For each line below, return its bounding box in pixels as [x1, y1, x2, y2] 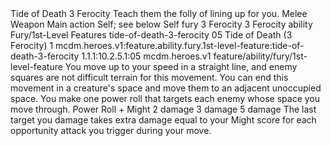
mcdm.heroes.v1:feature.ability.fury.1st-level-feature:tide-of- [55, 40, 305, 51]
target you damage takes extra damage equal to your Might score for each [10, 114, 317, 126]
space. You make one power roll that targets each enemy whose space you [10, 93, 321, 104]
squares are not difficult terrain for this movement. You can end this [10, 72, 289, 83]
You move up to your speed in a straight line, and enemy [64, 61, 298, 72]
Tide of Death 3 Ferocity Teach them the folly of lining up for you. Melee [10, 8, 308, 19]
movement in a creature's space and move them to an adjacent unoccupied [10, 82, 322, 94]
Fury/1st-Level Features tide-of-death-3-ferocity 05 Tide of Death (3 [10, 29, 293, 41]
